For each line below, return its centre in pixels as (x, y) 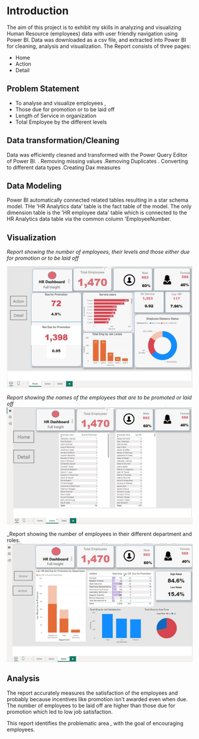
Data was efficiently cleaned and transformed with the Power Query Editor (97, 154)
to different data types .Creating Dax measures (63, 167)
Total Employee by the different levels (61, 122)
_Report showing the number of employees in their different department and (99, 534)
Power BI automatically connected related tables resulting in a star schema (97, 200)
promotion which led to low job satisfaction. (60, 712)
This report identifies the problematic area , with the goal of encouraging (95, 723)
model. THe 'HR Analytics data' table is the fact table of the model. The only (99, 206)
